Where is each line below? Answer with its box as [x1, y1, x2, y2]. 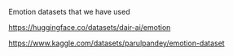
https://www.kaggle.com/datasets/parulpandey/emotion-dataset [8, 38, 226, 48]
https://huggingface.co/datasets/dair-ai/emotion [8, 23, 171, 32]
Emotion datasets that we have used [8, 7, 130, 16]
